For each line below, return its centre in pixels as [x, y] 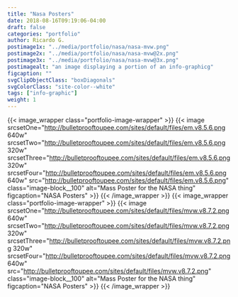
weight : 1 [22, 100]
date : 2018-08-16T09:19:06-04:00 [57, 21]
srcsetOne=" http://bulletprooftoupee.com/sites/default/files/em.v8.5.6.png [117, 128]
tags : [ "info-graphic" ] [42, 93]
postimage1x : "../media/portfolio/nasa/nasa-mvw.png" [89, 47]
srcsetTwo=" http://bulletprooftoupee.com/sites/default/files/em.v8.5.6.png [117, 142]
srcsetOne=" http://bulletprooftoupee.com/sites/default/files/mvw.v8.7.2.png [118, 211]
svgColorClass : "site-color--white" [61, 87]
